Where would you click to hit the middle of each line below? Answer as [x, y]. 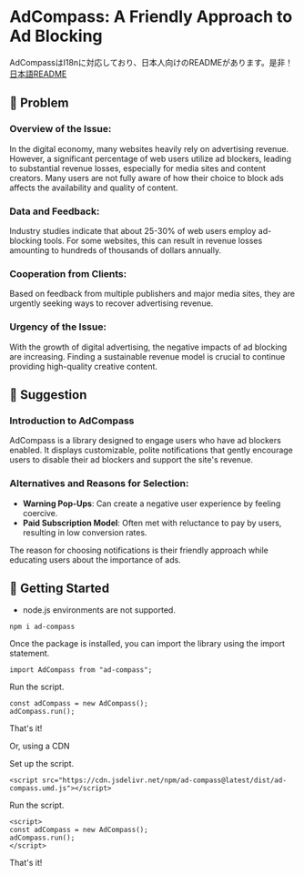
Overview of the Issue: [61, 129]
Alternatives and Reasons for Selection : [99, 483]
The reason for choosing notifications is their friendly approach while [139, 550]
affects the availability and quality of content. [94, 188]
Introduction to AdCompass [72, 421]
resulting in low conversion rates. [85, 532]
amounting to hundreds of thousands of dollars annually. [115, 250]
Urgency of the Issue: [58, 327]
